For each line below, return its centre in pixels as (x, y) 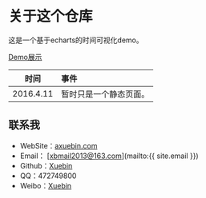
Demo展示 (25, 57)
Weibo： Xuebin (46, 185)
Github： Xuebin (46, 165)
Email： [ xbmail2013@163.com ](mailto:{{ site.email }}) (109, 156)
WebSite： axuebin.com (59, 145)
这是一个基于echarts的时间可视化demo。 (76, 40)
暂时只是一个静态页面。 (105, 94)
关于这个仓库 (51, 16)
